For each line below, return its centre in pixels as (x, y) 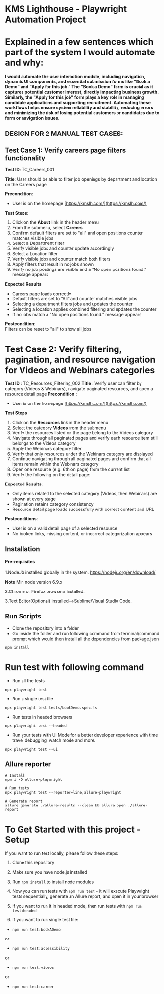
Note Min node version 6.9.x (34, 582)
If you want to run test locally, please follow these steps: (62, 853)
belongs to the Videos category (44, 443)
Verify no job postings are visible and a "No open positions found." (79, 269)
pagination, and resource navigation (80, 360)
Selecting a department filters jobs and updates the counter (72, 304)
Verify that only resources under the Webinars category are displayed (82, 454)
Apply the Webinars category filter (47, 449)
